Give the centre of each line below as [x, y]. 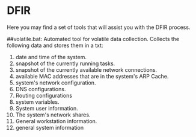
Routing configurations [44, 95]
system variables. [37, 102]
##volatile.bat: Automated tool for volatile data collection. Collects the [93, 39]
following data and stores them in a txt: [55, 45]
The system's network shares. [53, 115]
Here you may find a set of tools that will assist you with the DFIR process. [99, 27]
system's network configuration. [56, 83]
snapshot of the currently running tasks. [65, 63]
